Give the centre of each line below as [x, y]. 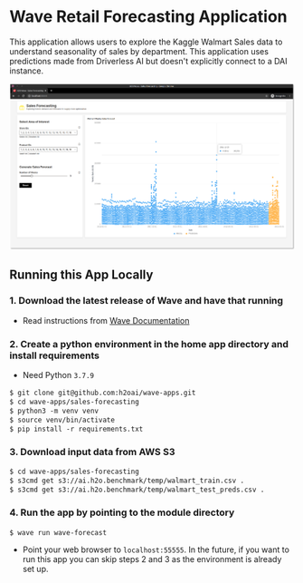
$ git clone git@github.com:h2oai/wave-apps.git [103, 393]
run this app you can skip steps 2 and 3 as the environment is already [152, 559]
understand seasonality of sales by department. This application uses [139, 51]
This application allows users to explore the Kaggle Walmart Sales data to [146, 42]
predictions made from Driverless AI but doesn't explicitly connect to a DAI [148, 61]
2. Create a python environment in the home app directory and [149, 344]
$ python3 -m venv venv [54, 411]
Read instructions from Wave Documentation [106, 320]
